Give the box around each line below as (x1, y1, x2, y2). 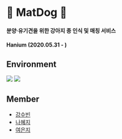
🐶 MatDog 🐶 (6, 6, 67, 20)
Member (6, 94, 40, 104)
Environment (6, 59, 57, 69)
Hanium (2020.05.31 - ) (6, 41, 67, 48)
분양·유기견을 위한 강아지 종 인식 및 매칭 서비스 (6, 27, 116, 34)
